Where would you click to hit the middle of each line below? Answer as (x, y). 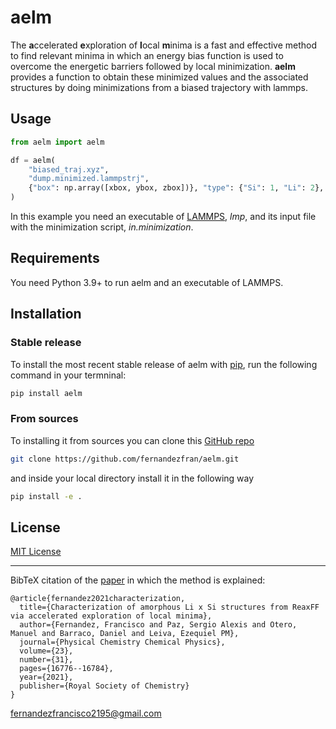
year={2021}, (46, 677)
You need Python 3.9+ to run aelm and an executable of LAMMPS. (147, 282)
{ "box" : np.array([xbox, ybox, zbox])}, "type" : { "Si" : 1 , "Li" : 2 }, (176, 188)
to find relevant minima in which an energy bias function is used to (147, 55)
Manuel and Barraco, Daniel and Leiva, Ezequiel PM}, (125, 634)
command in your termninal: (68, 375)
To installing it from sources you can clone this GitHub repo (132, 440)
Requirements (55, 258)
